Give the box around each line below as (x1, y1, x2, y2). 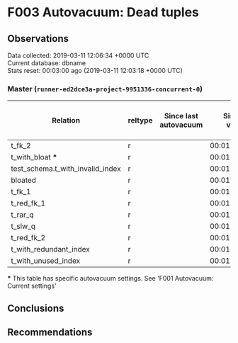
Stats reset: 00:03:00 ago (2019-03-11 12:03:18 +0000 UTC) (7, 67, 183, 74)
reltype (127, 116, 153, 125)
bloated (11, 175, 37, 185)
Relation (52, 116, 80, 125)
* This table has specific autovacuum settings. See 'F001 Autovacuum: (7, 274, 214, 283)
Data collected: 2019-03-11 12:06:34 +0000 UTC (7, 51, 149, 60)
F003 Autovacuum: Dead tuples (7, 4, 200, 21)
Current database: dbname (7, 59, 86, 67)
